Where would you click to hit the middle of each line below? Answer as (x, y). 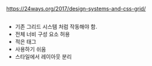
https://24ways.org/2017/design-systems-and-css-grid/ (76, 9)
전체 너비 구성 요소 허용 (43, 34)
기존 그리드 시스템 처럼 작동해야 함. (56, 27)
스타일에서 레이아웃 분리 (43, 57)
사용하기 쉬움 (30, 49)
